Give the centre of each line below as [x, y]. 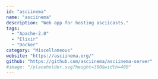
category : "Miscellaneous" [39, 50]
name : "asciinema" [29, 17]
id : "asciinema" [26, 12]
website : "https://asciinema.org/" [50, 56]
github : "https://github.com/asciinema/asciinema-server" [79, 61]
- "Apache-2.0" [30, 34]
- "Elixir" [25, 39]
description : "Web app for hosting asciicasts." [67, 23]
